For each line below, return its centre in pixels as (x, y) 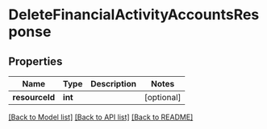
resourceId (34, 97)
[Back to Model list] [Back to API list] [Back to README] (101, 117)
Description (113, 84)
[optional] (163, 97)
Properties (35, 61)
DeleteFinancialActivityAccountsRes (134, 15)
